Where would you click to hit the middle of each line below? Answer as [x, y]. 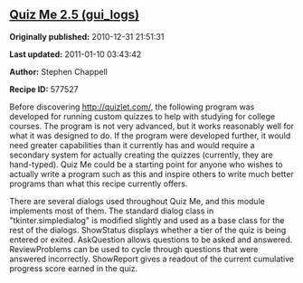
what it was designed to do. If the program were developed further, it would [150, 136]
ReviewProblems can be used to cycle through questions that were [134, 249]
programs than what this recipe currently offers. [99, 184]
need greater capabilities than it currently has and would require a [132, 145]
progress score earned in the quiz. [74, 268]
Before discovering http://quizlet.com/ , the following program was [132, 107]
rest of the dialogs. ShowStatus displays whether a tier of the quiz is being [148, 230]
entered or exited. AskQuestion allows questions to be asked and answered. [151, 240]
